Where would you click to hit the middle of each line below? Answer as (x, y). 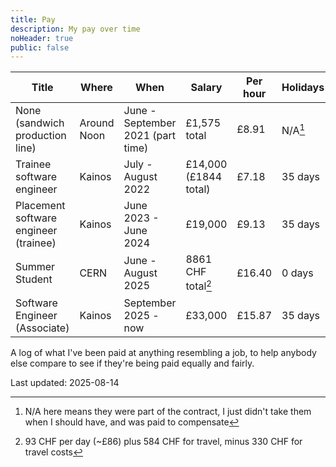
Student (34, 279)
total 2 (198, 285)
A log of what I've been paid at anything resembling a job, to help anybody (163, 352)
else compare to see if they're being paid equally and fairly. (132, 363)
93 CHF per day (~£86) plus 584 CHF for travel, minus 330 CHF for (163, 441)
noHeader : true (42, 38)
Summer (35, 266)
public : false (40, 47)
